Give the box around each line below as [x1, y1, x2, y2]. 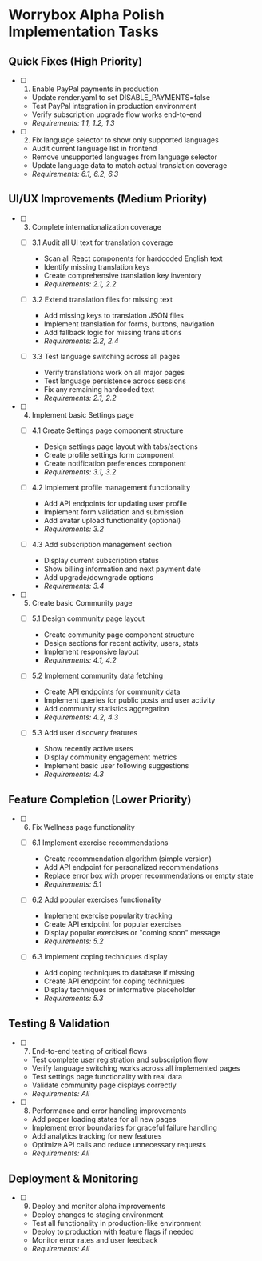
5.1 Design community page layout [31, 614, 145, 623]
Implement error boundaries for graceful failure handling [31, 1123, 218, 1133]
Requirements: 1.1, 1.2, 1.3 [31, 118, 115, 127]
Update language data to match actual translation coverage [31, 161, 228, 170]
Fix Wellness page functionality [31, 823, 135, 832]
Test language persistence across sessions [43, 376, 186, 386]
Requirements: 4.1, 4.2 [43, 655, 117, 665]
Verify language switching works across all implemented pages [31, 1063, 240, 1073]
